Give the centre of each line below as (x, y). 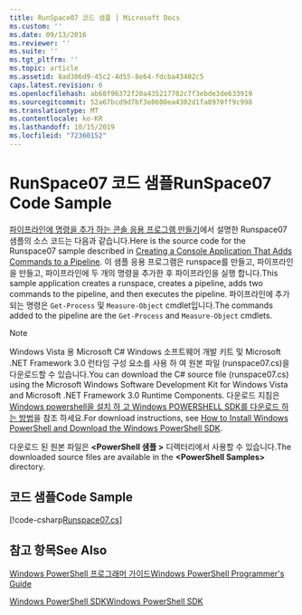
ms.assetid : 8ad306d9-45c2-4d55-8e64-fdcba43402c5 (107, 77)
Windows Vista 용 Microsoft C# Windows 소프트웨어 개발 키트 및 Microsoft (146, 351)
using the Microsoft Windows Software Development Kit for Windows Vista (149, 384)
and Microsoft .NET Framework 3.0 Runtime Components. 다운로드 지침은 (145, 395)
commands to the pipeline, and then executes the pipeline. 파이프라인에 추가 (150, 293)
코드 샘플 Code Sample (71, 498)
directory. (27, 466)
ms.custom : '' (36, 26)
